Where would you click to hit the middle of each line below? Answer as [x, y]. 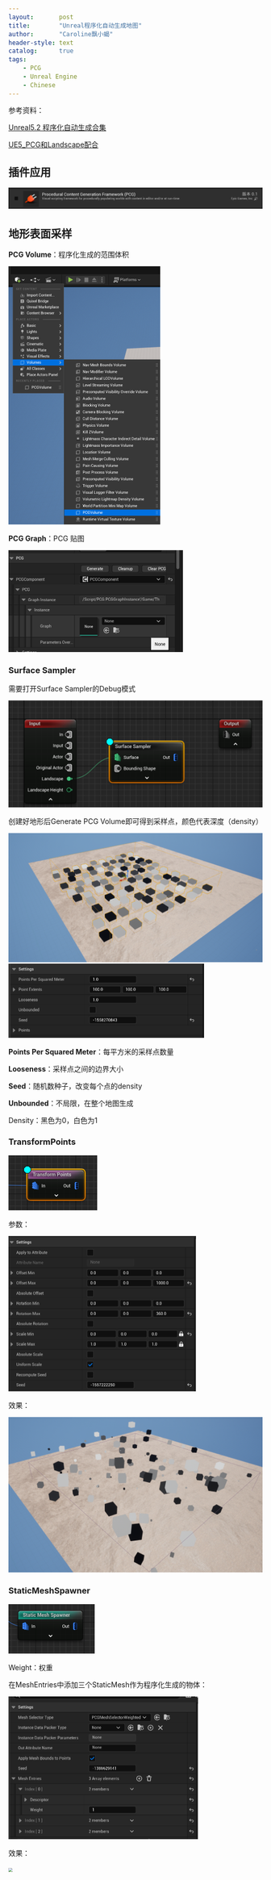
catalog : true [41, 51]
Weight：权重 [31, 1667]
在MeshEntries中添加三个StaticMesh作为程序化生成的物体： [108, 1684]
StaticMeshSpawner [49, 1591]
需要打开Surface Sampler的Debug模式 [72, 688]
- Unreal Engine [50, 77]
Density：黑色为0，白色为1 [53, 1121]
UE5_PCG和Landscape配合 [54, 144]
